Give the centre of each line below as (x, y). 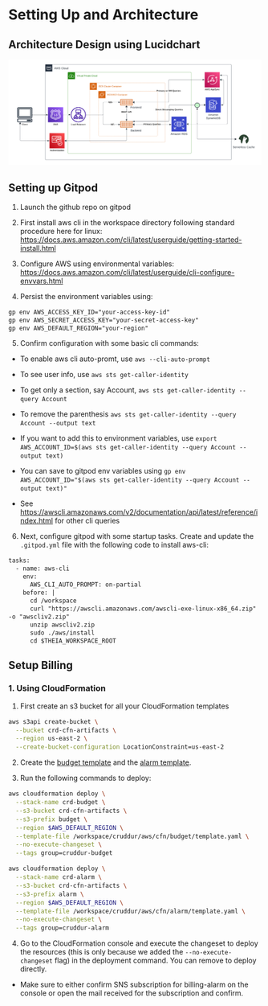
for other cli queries (87, 520)
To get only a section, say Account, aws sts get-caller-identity (128, 390)
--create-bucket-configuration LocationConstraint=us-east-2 (120, 747)
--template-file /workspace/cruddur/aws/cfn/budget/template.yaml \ (132, 836)
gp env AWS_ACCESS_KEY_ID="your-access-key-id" (89, 312)
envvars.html (41, 281)
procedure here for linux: (61, 231)
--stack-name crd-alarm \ (59, 877)
